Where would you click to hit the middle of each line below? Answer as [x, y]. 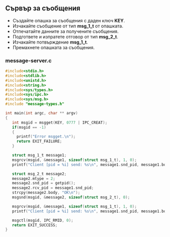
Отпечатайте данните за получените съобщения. [66, 31]
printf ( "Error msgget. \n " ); [46, 137]
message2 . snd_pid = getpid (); [44, 183]
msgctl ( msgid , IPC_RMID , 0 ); [42, 220]
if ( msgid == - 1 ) [29, 127]
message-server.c [29, 60]
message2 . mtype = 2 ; [34, 179]
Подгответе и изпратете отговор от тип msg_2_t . [65, 36]
